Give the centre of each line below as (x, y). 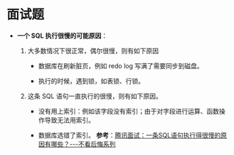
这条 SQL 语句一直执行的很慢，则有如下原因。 (95, 96)
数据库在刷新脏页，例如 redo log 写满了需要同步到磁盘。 (121, 65)
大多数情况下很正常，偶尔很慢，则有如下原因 (93, 50)
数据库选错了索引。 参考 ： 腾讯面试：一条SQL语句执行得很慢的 (129, 135)
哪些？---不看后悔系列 (83, 144)
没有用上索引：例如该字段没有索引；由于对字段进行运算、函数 (129, 111)
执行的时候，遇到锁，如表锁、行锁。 (91, 81)
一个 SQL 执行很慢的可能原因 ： (62, 36)
